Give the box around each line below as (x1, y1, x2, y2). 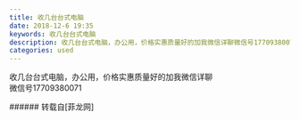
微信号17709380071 (9, 83, 82, 93)
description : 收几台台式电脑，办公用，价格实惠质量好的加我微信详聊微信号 (9, 37, 254, 47)
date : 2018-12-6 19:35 (9, 21, 94, 30)
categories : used (9, 46, 74, 55)
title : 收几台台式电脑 (9, 12, 85, 22)
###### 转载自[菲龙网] (9, 101, 95, 112)
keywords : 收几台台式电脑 (9, 29, 96, 38)
